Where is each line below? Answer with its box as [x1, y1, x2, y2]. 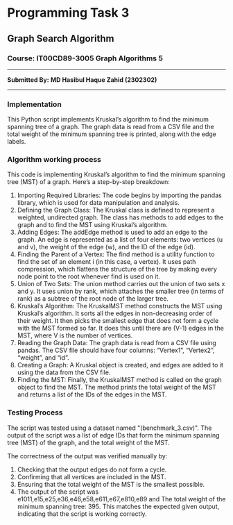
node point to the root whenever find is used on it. [17, 272, 161, 281]
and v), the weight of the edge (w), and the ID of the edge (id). [17, 243, 196, 251]
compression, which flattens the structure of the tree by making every [17, 265, 217, 274]
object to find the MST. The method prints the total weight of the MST [17, 383, 216, 392]
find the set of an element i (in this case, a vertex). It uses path [17, 258, 196, 266]
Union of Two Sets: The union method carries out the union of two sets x [17, 280, 225, 288]
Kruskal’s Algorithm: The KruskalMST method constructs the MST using [17, 302, 223, 310]
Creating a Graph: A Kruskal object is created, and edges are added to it [17, 361, 223, 369]
